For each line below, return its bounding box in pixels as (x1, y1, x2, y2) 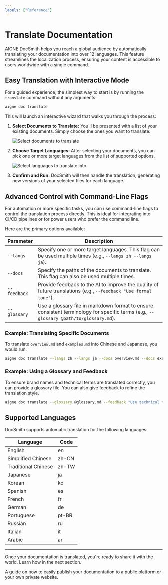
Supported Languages (5, 413, 76, 422)
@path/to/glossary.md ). (60, 315, 116, 322)
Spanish (7, 488, 27, 495)
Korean (7, 479, 25, 486)
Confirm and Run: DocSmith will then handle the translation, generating (12, 172, 160, 178)
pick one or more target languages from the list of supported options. (12, 153, 155, 159)
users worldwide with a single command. (5, 61, 90, 68)
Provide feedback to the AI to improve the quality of (38, 281, 159, 288)
